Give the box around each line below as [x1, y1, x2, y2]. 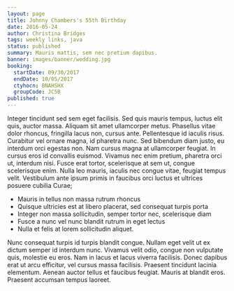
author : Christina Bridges [7, 29, 86, 37]
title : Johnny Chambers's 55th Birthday [7, 17, 127, 24]
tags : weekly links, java [7, 36, 82, 43]
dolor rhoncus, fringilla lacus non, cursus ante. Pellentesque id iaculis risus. [7, 129, 225, 137]
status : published [7, 43, 61, 50]
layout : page [7, 10, 45, 18]
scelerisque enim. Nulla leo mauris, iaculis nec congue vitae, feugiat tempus [7, 166, 226, 175]
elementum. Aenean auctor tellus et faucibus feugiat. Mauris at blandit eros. [7, 268, 226, 276]
